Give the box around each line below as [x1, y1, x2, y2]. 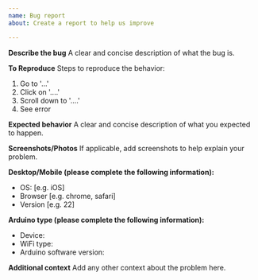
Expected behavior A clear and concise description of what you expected [8, 119, 251, 129]
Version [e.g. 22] [19, 200, 75, 209]
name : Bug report [8, 11, 66, 20]
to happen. [8, 128, 44, 138]
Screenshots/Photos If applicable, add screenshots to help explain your [8, 143, 245, 153]
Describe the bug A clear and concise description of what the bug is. [8, 48, 235, 57]
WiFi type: [19, 239, 54, 248]
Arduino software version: [19, 247, 105, 257]
